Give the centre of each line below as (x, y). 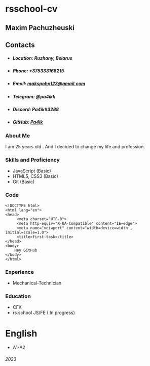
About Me (18, 136)
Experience (20, 272)
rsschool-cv (31, 9)
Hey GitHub (26, 250)
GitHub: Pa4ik (28, 122)
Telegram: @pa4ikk (34, 96)
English (21, 333)
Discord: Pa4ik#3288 (36, 110)
